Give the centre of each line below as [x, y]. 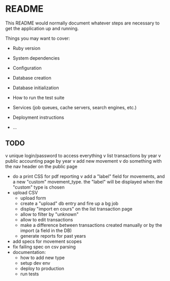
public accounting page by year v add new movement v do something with [83, 161]
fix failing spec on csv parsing [44, 247]
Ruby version [26, 48]
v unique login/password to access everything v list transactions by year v [83, 156]
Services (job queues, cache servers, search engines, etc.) [75, 107]
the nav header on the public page [41, 166]
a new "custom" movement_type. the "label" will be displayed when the [88, 182]
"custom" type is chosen [38, 187]
